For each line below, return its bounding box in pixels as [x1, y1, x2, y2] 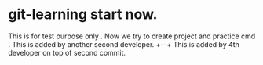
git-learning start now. [8, 5, 158, 23]
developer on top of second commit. [8, 48, 126, 57]
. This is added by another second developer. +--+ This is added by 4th [8, 39, 239, 49]
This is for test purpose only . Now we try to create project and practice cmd [8, 31, 256, 41]
